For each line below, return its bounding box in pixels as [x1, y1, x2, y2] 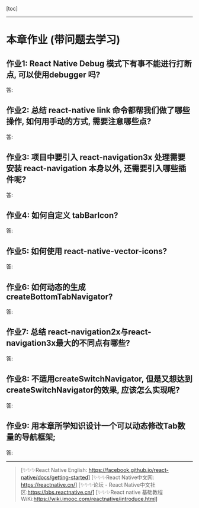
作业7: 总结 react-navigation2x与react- [6, 327, 152, 337]
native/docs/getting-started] [20, 474, 91, 481]
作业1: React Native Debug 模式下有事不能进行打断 [6, 59, 192, 69]
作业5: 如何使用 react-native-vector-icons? [6, 246, 168, 256]
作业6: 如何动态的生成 [6, 282, 86, 292]
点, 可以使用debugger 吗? [6, 69, 101, 79]
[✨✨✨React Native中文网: [91, 474, 155, 481]
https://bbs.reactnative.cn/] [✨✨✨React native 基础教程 [27, 488, 163, 496]
